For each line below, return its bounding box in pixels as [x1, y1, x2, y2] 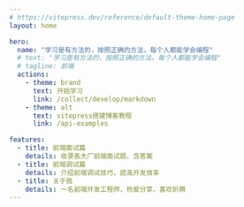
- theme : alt [25, 103, 73, 111]
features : [9, 135, 46, 144]
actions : [17, 70, 50, 80]
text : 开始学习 [32, 86, 84, 96]
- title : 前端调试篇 [17, 160, 87, 169]
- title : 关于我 [17, 176, 73, 186]
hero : [9, 37, 29, 46]
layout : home [9, 21, 57, 30]
